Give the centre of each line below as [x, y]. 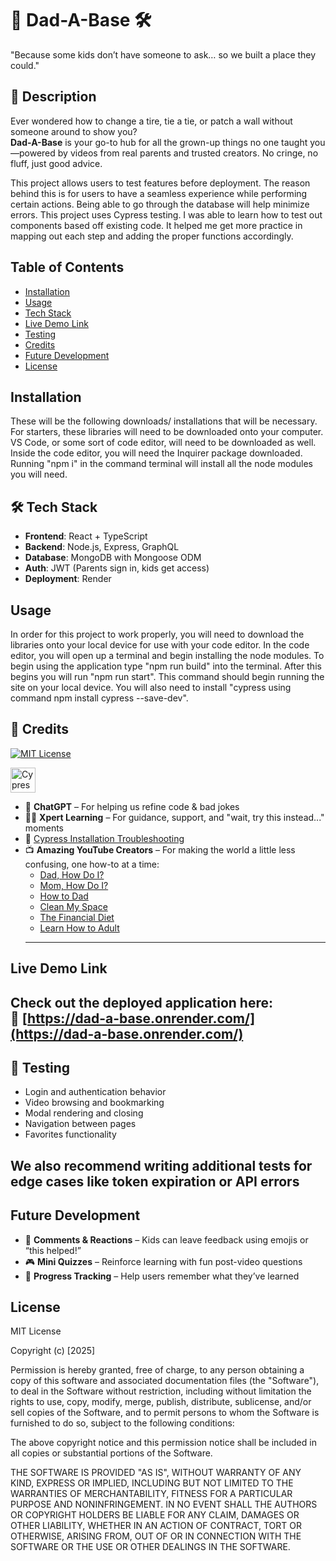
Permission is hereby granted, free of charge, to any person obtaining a [157, 1370]
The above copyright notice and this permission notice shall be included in [163, 1443]
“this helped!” [53, 1250]
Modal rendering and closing [84, 1113]
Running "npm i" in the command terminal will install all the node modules [161, 464]
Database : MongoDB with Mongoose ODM [113, 558]
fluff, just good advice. [56, 163]
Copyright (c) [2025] [53, 1351]
